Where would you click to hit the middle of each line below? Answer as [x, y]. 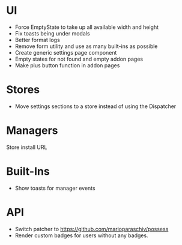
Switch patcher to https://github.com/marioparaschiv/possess [92, 229]
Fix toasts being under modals [52, 33]
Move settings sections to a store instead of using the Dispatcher [96, 106]
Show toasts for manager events [55, 188]
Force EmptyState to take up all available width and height [87, 27]
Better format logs [37, 40]
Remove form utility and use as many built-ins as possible [86, 46]
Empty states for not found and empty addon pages [79, 59]
